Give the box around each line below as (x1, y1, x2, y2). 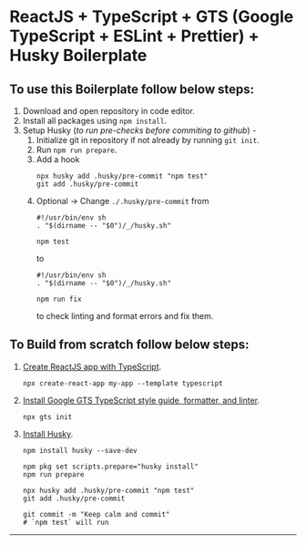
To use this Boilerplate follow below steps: (9, 81, 255, 97)
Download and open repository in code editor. (22, 106, 196, 116)
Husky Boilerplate (9, 46, 148, 66)
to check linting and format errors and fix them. (36, 311, 214, 321)
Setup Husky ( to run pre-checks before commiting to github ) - (22, 125, 257, 136)
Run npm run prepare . (36, 144, 117, 155)
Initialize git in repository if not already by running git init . (36, 135, 260, 145)
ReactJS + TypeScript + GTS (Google (9, 6, 294, 27)
